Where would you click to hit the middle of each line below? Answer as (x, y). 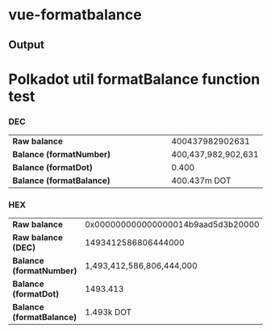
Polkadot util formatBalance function (134, 79)
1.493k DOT (108, 312)
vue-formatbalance (75, 15)
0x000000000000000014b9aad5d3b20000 (172, 225)
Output (26, 45)
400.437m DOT (201, 181)
